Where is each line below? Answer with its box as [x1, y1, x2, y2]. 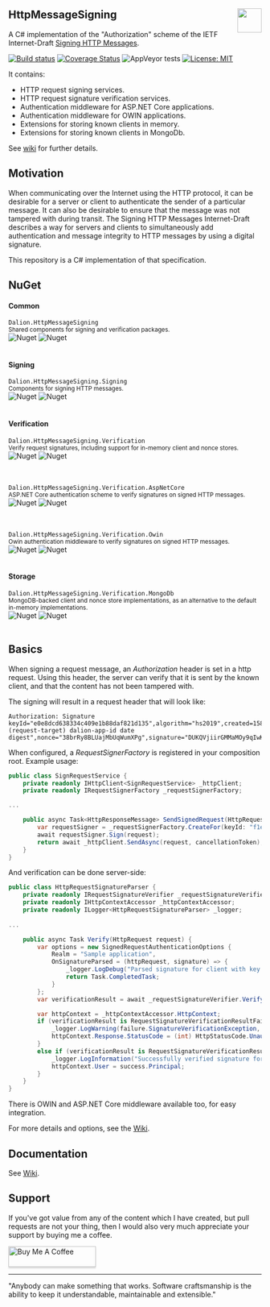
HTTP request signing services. [19, 85, 125, 94]
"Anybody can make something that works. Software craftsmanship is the [8, 1280, 252, 1290]
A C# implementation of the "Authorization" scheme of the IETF [8, 29, 219, 39]
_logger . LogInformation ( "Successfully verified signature [51, 1055, 250, 1063]
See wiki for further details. [8, 143, 99, 153]
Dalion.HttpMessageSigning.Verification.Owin [8, 530, 163, 538]
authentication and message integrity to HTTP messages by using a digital [8, 230, 255, 240]
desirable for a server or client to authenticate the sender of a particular [8, 197, 246, 206]
